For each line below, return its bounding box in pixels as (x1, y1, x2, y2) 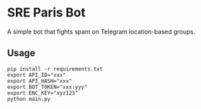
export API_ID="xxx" (7, 71, 67, 78)
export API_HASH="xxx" (7, 77, 72, 84)
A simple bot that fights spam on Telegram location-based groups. (7, 27, 195, 36)
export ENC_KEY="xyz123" (7, 89, 78, 97)
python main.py (7, 95, 51, 102)
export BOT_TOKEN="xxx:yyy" (7, 84, 88, 90)
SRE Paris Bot (7, 5, 86, 21)
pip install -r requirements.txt (7, 65, 103, 73)
